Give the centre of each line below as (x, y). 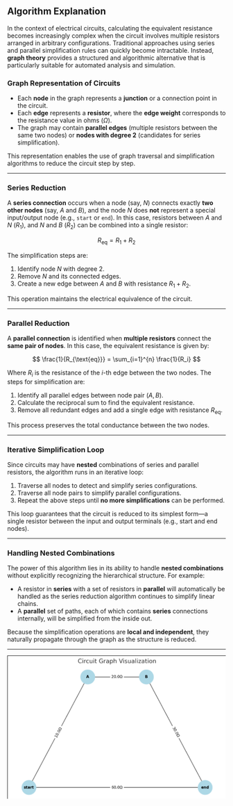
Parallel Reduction (38, 323)
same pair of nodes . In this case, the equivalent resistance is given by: (108, 346)
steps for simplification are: (46, 381)
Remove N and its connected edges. (69, 276)
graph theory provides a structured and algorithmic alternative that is (106, 58)
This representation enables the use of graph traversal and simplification (111, 156)
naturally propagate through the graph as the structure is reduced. (102, 639)
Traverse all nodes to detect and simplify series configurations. (107, 485)
